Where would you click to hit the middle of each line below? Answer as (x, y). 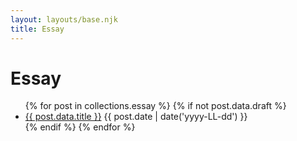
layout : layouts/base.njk (64, 19)
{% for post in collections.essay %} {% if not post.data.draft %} (155, 106)
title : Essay (37, 29)
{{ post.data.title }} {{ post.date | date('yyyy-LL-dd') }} (136, 117)
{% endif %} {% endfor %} (80, 127)
